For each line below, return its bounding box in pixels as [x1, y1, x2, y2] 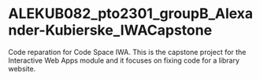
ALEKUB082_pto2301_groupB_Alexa [8, 5, 254, 23]
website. [8, 64, 36, 73]
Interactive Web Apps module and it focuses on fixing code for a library [8, 56, 240, 65]
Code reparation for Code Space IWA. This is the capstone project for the [8, 47, 247, 56]
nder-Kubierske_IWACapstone [8, 21, 213, 39]
